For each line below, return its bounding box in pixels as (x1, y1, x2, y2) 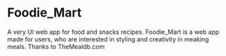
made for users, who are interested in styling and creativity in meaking (7, 35, 209, 43)
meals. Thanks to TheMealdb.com (7, 42, 105, 50)
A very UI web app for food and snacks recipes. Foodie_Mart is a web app (7, 28, 220, 36)
